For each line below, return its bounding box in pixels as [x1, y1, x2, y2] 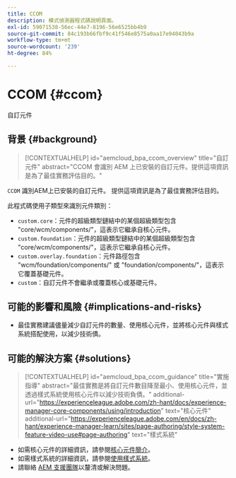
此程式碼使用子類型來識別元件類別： [7, 201, 113, 209]
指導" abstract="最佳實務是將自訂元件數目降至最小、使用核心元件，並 [24, 381, 228, 390]
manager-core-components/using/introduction [24, 407, 161, 415]
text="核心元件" [165, 407, 211, 415]
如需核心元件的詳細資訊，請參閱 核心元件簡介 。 [17, 445, 154, 454]
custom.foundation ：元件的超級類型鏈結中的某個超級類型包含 [17, 234, 196, 243]
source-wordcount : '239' [7, 43, 81, 50]
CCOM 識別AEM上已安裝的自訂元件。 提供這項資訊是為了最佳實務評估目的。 [7, 186, 223, 194]
